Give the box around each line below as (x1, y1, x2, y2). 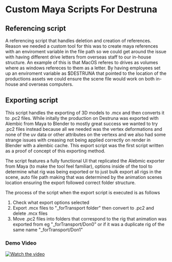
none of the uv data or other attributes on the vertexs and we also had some (5, 131, 166, 137)
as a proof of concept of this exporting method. (5, 148, 106, 154)
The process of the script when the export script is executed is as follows (5, 189, 160, 195)
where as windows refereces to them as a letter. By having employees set (5, 65, 161, 71)
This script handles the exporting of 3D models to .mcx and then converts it (5, 109, 165, 116)
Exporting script (5, 96, 58, 105)
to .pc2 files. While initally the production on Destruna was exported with (5, 115, 159, 121)
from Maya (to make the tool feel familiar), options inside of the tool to (5, 163, 153, 169)
